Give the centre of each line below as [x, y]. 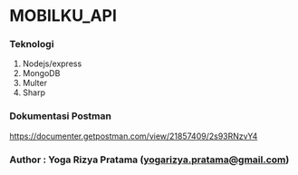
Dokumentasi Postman [60, 116]
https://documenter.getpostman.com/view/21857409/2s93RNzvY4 [134, 136]
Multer [35, 83]
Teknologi [32, 44]
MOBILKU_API [63, 16]
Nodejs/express [52, 63]
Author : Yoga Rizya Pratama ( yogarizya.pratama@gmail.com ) [149, 160]
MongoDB [41, 73]
